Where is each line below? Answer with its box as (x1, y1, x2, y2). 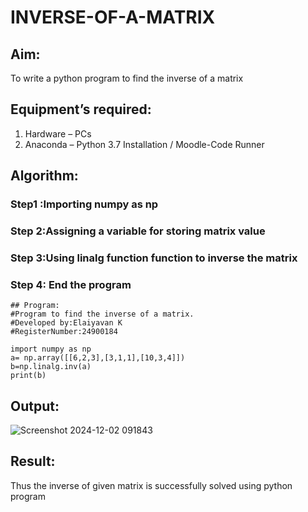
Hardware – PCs (24, 127, 92, 140)
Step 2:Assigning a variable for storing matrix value (10, 224, 266, 238)
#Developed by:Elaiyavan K (10, 318, 123, 328)
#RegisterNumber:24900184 (10, 327, 118, 337)
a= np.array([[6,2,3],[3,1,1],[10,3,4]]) (10, 353, 186, 363)
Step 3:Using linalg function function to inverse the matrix (10, 251, 298, 265)
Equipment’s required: (10, 101, 152, 118)
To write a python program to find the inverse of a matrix (10, 72, 244, 84)
